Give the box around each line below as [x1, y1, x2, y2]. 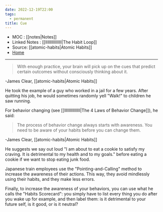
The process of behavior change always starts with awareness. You [16, 122, 153, 128]
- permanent [9, 16, 34, 21]
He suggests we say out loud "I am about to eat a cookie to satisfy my [5, 146, 145, 152]
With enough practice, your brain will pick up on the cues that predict [16, 64, 156, 70]
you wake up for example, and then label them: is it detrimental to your [5, 196, 146, 202]
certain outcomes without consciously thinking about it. [16, 69, 128, 75]
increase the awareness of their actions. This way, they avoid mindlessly [5, 171, 150, 177]
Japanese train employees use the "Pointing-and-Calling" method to [5, 166, 142, 172]
